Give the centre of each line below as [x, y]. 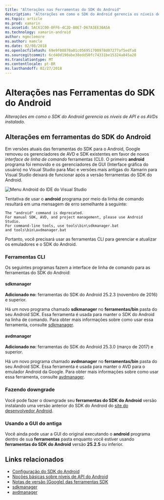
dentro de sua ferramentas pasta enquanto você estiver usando [70, 439]
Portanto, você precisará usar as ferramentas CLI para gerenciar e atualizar [81, 239]
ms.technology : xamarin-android [38, 32]
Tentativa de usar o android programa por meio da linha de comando [74, 199]
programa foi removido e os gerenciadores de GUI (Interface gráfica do [77, 164]
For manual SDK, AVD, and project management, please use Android [74, 217]
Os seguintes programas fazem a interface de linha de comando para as [78, 268]
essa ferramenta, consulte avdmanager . [45, 377]
